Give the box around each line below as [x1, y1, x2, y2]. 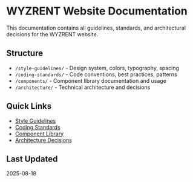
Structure [6, 48, 44, 59]
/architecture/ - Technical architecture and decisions [15, 83, 151, 91]
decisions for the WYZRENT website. [6, 30, 99, 37]
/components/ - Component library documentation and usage [15, 77, 166, 84]
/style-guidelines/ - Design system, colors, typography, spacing [15, 64, 180, 71]
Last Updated [6, 154, 58, 164]
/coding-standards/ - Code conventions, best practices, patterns [15, 71, 177, 78]
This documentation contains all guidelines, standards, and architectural [6, 24, 186, 31]
